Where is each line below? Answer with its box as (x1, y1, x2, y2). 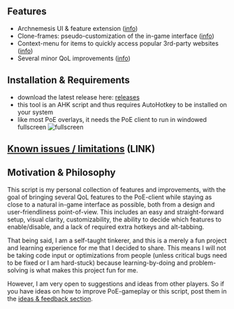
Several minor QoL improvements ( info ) (17, 54, 131, 62)
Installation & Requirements (7, 74, 131, 86)
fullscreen (17, 123, 47, 131)
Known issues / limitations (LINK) (7, 143, 156, 155)
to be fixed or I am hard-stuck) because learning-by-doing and (7, 259, 188, 267)
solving (7, 266, 29, 274)
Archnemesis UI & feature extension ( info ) (17, 24, 138, 32)
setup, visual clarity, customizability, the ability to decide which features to (7, 215, 222, 224)
